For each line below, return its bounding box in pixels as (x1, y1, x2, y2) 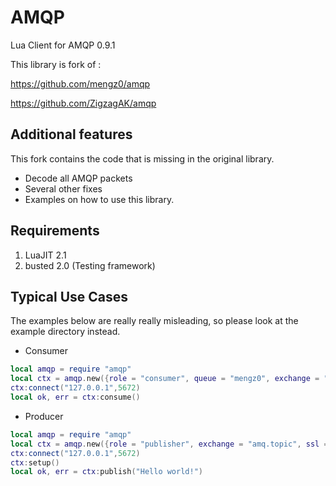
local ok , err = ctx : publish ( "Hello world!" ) (10, 467, 203, 477)
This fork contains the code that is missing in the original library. (10, 152, 275, 165)
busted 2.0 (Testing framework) (24, 259, 156, 271)
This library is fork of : (10, 58, 102, 70)
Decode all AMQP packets (24, 172, 133, 184)
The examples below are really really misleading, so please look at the (10, 315, 299, 327)
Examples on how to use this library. (24, 193, 175, 205)
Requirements (10, 222, 100, 240)
